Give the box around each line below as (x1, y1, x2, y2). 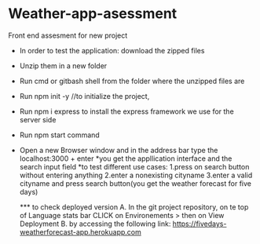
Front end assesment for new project (8, 31, 128, 40)
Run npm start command (19, 130, 100, 140)
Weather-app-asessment (8, 5, 178, 23)
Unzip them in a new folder (19, 60, 108, 71)
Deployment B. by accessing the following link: (19, 219, 171, 228)
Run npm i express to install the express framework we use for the (19, 107, 234, 116)
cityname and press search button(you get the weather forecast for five (19, 178, 251, 188)
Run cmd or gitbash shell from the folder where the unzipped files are (19, 76, 245, 86)
